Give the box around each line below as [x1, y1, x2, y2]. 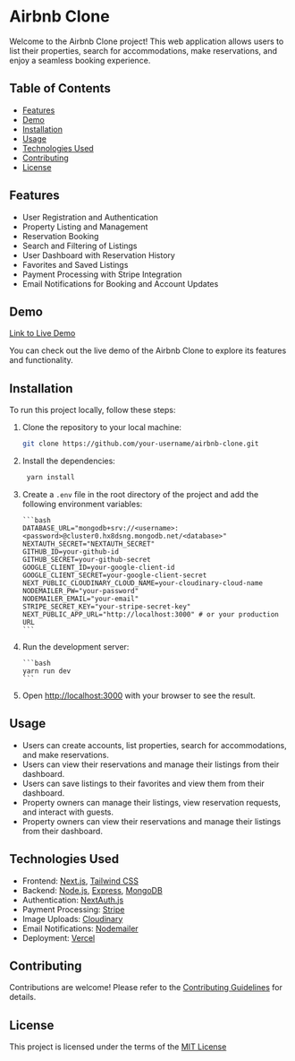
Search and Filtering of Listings [21, 240, 138, 251]
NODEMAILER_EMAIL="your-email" [21, 594, 139, 603]
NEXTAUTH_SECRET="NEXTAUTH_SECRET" [21, 539, 156, 548]
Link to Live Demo [9, 328, 76, 339]
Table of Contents [9, 81, 112, 96]
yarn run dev [21, 666, 72, 676]
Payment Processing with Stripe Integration [21, 269, 182, 280]
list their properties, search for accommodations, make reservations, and [9, 45, 278, 56]
